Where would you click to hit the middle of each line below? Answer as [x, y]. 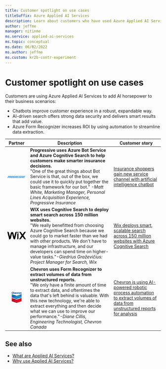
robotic [140, 287]
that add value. [27, 122]
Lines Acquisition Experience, [60, 197]
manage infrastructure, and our [62, 246]
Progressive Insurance [53, 203]
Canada [39, 327]
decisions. [41, 166]
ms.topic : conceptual [27, 42]
